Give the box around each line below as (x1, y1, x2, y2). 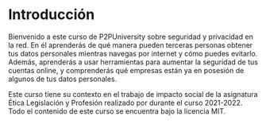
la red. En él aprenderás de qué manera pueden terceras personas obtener (8, 40, 253, 49)
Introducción (8, 6, 95, 24)
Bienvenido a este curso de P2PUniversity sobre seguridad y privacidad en (8, 32, 254, 41)
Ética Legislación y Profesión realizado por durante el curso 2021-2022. (8, 98, 243, 107)
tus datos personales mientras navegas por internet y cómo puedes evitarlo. (8, 48, 258, 58)
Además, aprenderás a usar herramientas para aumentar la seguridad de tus (8, 57, 258, 67)
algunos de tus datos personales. (8, 74, 118, 83)
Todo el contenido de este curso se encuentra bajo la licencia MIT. (8, 106, 226, 116)
